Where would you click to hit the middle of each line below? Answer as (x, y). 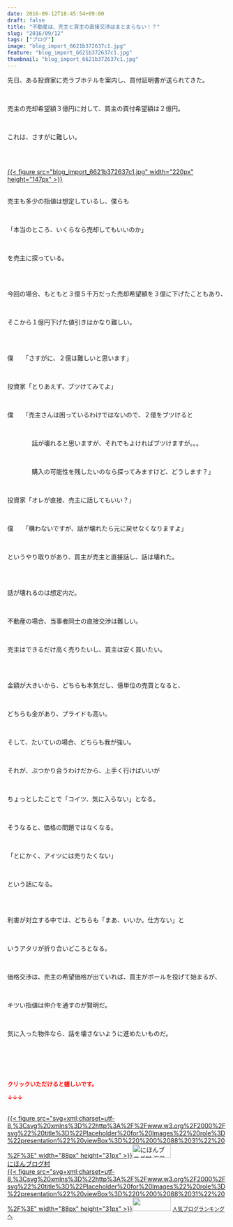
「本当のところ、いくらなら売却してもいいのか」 (77, 229)
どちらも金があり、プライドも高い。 (59, 713)
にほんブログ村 (29, 1163)
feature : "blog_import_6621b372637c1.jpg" (70, 53)
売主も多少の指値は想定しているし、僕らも (68, 201)
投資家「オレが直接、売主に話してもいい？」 (71, 500)
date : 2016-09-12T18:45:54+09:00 (56, 14)
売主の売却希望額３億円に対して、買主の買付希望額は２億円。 (96, 108)
